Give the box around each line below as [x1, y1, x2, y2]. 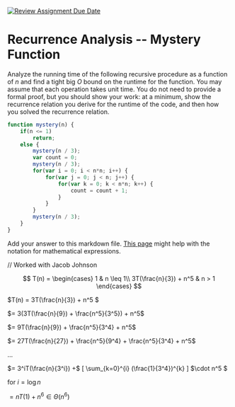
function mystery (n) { [7, 121, 74, 128]
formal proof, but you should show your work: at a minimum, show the [7, 92, 212, 101]
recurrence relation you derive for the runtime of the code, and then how [7, 100, 219, 108]
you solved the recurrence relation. [7, 107, 110, 116]
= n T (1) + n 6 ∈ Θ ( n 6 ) [9, 391, 70, 401]
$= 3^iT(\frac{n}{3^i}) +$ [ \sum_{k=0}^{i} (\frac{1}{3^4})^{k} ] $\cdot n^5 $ [7, 364, 228, 372]
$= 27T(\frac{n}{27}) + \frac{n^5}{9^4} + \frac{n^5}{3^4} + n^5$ [7, 336, 196, 345]
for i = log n [7, 377, 41, 386]
